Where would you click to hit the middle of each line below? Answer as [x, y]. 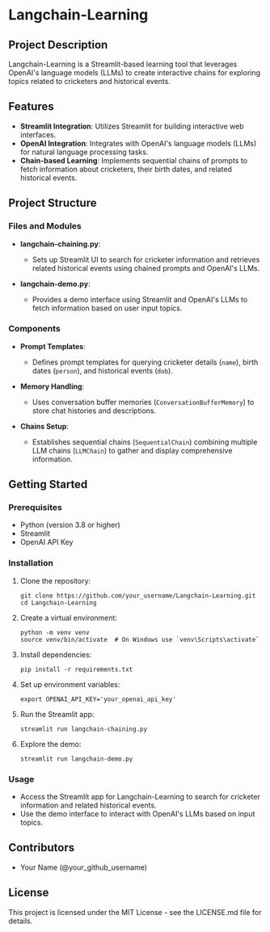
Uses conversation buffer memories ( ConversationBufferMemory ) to [143, 402]
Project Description [58, 45]
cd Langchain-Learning [58, 603]
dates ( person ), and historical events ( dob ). [103, 370]
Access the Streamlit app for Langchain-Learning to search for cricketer [140, 797]
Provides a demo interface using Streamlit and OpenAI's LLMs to [140, 299]
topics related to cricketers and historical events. [90, 81]
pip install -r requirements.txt [76, 669]
